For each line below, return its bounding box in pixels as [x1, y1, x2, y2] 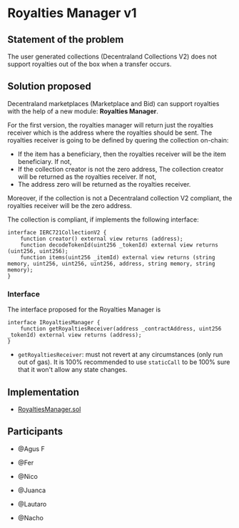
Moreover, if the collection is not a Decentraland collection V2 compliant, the [7, 194, 233, 202]
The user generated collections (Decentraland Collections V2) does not [7, 52, 218, 61]
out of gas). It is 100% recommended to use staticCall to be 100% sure [17, 358, 230, 366]
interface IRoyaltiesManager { [7, 319, 101, 326]
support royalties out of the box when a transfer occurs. [7, 60, 172, 68]
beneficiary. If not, [17, 157, 72, 165]
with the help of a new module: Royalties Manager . [7, 107, 159, 115]
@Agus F [17, 444, 45, 453]
